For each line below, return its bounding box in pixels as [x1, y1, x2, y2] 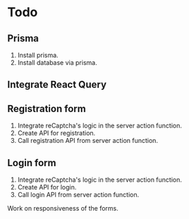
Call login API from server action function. [17, 191, 140, 199]
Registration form [7, 103, 86, 115]
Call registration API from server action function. [17, 137, 159, 145]
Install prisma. [17, 51, 59, 59]
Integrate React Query [7, 79, 107, 91]
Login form [7, 156, 56, 169]
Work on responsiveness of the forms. [7, 204, 118, 213]
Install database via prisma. [17, 58, 97, 67]
